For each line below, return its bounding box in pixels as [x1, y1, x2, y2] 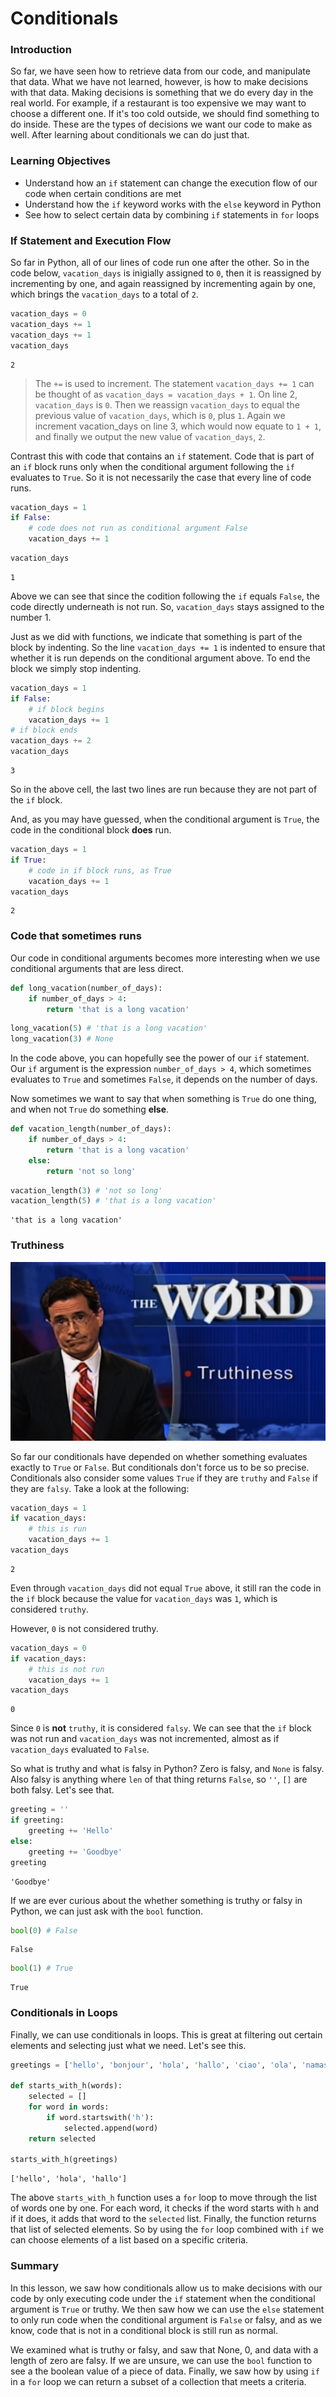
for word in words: [28, 2102, 110, 2112]
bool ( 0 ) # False [10, 1925, 78, 1936]
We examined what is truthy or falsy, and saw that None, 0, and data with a [10, 2343, 319, 2356]
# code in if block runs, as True [28, 865, 172, 876]
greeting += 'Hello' [28, 1826, 114, 1836]
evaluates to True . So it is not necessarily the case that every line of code [10, 471, 312, 483]
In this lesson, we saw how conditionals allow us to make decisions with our [10, 2282, 323, 2294]
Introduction [10, 43, 72, 57]
